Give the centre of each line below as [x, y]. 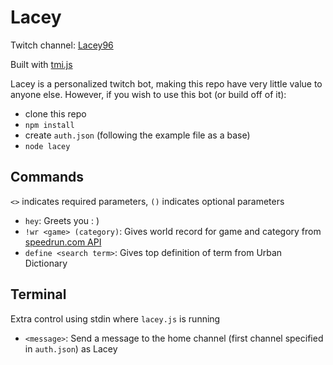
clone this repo [55, 113]
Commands [47, 177]
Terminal [38, 294]
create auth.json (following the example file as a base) [137, 135]
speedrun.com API [63, 242]
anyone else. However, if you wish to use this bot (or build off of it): [148, 94]
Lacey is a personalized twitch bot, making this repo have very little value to [166, 83]
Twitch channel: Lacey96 [62, 45]
